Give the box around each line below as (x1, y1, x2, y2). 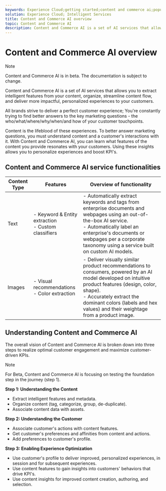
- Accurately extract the (83, 293, 139, 300)
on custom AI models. (83, 248, 133, 255)
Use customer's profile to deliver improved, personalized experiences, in (12, 455, 161, 461)
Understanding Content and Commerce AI (5, 328, 137, 337)
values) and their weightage (83, 305, 148, 312)
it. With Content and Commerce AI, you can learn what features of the (5, 138, 147, 144)
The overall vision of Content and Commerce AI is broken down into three (5, 342, 155, 348)
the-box (83, 217, 103, 224)
